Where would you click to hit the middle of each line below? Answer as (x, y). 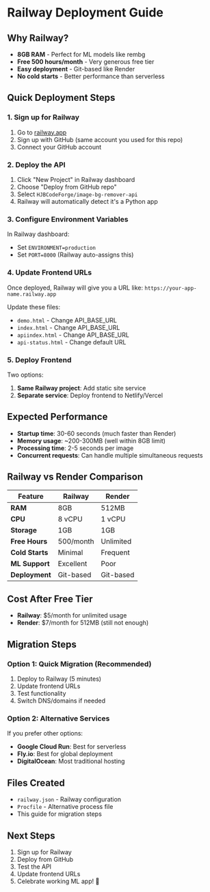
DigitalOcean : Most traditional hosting (71, 761)
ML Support (30, 563)
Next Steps (31, 835)
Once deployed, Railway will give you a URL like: (75, 287)
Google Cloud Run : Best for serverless (71, 747)
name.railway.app (32, 294)
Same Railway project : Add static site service (81, 388)
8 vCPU (70, 519)
